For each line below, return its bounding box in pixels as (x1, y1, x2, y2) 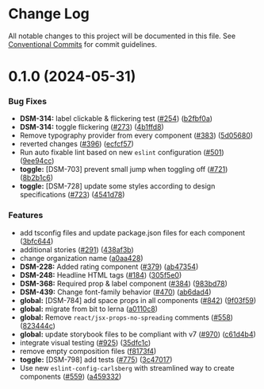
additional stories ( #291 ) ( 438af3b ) (19, 244, 135, 255)
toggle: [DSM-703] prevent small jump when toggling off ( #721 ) (19, 165, 228, 174)
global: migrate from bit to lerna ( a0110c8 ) (19, 304, 159, 313)
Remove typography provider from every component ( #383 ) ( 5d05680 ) (19, 130, 254, 140)
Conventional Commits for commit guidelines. (8, 39, 157, 49)
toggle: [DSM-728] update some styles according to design (19, 181, 216, 191)
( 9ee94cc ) (19, 156, 55, 165)
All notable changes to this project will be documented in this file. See (8, 31, 236, 41)
